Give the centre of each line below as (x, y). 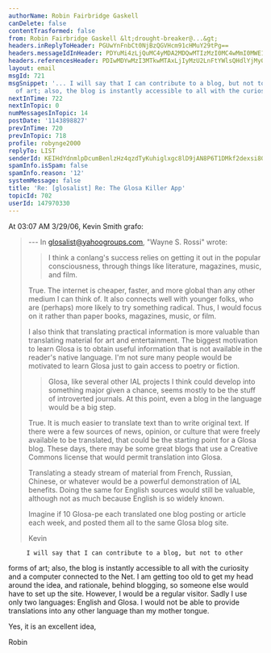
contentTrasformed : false (52, 31)
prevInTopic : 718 (38, 135)
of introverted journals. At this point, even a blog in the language (155, 398)
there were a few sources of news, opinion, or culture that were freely (144, 431)
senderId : (25, 158)
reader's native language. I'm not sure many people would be (130, 357)
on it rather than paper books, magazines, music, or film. (122, 316)
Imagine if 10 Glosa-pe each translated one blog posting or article (137, 514)
